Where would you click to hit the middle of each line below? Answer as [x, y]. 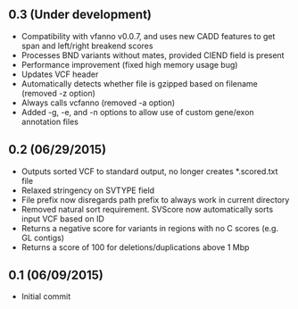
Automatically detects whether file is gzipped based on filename [139, 83]
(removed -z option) [58, 93]
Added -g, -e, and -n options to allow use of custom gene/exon [138, 112]
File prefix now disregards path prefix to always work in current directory [155, 199]
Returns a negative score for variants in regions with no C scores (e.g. [149, 228]
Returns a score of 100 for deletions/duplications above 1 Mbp [135, 247]
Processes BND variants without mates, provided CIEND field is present [153, 55]
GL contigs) [42, 238]
